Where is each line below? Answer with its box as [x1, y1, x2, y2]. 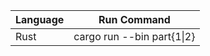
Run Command [98, 13, 171, 26]
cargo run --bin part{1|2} [73, 30, 196, 43]
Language [15, 13, 65, 26]
